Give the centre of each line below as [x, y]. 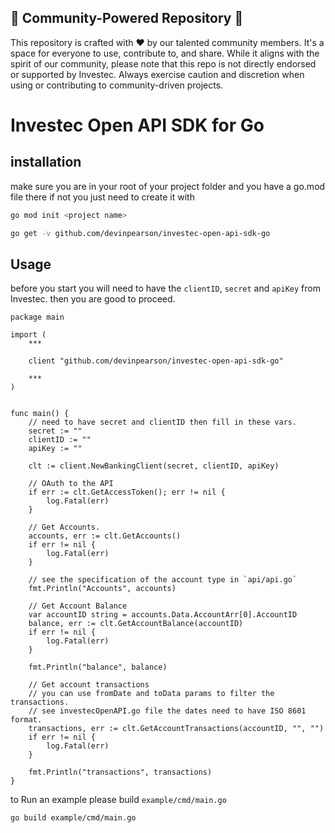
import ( [28, 335]
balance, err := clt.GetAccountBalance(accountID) [136, 624]
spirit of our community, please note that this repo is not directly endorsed [163, 63]
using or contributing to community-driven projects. [117, 85]
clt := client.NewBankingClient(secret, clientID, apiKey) [154, 466]
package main [37, 317]
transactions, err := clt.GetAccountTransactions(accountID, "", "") [176, 729]
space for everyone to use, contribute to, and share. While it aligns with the [165, 53]
